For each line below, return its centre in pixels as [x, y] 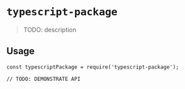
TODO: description [50, 29]
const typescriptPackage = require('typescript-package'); [93, 67]
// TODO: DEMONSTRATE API [43, 79]
